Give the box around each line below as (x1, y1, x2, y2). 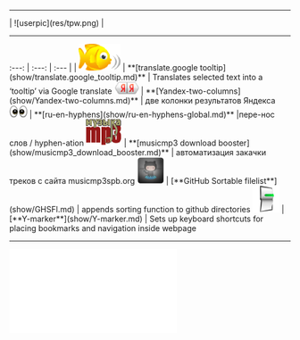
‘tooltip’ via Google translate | (9, 86, 145, 96)
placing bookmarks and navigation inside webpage (9, 223, 196, 233)
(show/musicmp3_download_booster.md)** (9, 147, 170, 157)
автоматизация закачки (175, 147, 266, 157)
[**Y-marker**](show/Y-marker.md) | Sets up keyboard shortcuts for (9, 213, 264, 224)
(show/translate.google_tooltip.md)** (9, 72, 146, 82)
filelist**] (244, 176, 278, 186)
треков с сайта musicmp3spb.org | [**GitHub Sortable (9, 176, 243, 186)
